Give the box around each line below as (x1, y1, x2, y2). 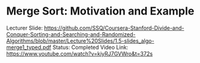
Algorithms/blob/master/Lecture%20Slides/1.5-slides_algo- (6, 37, 155, 44)
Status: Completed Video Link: (52, 44, 128, 51)
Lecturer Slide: (6, 24, 43, 31)
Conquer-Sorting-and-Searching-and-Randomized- (6, 30, 136, 38)
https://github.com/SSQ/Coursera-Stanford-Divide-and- (44, 24, 185, 31)
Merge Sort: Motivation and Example (6, 4, 195, 18)
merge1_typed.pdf (6, 44, 52, 51)
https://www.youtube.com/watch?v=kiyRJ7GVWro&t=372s (6, 50, 153, 57)
